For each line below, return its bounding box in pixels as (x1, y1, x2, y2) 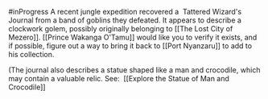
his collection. (8, 50, 55, 59)
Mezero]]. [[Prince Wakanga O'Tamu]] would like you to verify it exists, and (8, 32, 258, 42)
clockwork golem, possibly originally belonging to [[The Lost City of (8, 24, 233, 33)
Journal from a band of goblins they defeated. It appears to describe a (8, 15, 241, 25)
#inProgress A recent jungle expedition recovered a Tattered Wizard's (8, 7, 242, 16)
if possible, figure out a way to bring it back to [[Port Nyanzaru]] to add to (8, 41, 252, 51)
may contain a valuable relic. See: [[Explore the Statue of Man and (8, 74, 229, 83)
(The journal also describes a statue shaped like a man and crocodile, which (8, 65, 261, 75)
